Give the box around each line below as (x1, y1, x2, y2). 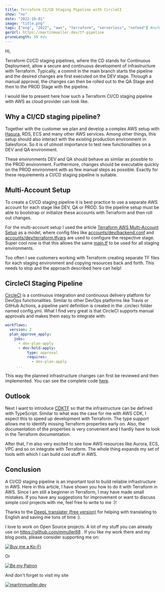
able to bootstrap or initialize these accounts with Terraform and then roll (5, 209, 153, 215)
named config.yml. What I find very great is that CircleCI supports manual (5, 308, 154, 314)
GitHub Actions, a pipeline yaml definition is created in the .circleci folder (5, 303, 153, 309)
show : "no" (5, 12, 27, 17)
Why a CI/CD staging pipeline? (5, 113, 101, 121)
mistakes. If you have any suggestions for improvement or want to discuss (5, 494, 156, 500)
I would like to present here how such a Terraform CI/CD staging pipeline (5, 93, 153, 99)
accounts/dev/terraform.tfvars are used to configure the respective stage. (5, 234, 155, 241)
